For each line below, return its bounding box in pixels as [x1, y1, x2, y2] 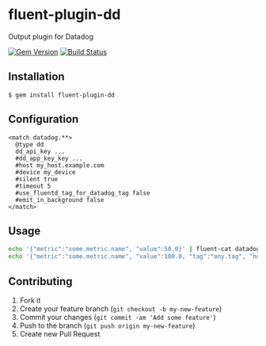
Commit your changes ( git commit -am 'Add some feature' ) [19, 312, 216, 321]
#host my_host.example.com [15, 161, 104, 169]
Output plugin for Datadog [8, 32, 93, 41]
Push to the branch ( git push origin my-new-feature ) [19, 321, 196, 330]
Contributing [8, 275, 73, 288]
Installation [8, 70, 65, 84]
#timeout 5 [15, 182, 51, 190]
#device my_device [15, 168, 77, 176]
